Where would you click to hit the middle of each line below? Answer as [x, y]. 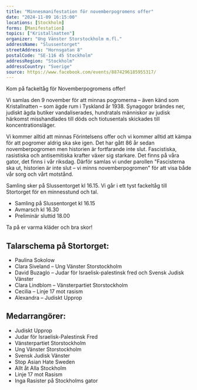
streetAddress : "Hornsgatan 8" [44, 50]
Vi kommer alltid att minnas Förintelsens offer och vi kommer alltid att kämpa [99, 137]
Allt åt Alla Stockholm [40, 368]
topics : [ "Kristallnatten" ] [41, 34]
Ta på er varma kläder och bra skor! [49, 227]
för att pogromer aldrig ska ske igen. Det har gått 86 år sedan [80, 143]
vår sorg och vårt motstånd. [40, 174]
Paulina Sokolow [34, 260]
